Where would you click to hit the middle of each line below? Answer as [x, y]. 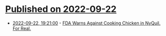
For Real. [22, 28]
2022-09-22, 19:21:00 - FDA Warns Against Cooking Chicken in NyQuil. [87, 23]
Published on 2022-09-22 [61, 9]
